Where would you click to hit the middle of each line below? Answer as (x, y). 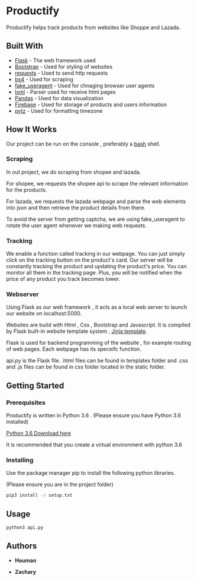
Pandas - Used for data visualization (59, 98)
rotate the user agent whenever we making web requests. (76, 225)
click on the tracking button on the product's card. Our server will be (90, 260)
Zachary (25, 572)
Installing (20, 460)
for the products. (27, 190)
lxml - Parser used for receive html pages (65, 92)
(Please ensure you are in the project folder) (60, 484)
